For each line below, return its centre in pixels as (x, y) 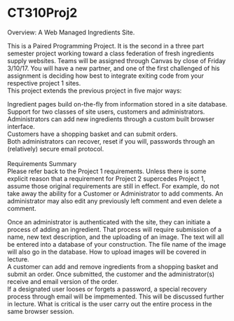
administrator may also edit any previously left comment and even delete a (115, 200)
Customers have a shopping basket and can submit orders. (92, 134)
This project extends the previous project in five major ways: (95, 90)
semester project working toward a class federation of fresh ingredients (111, 53)
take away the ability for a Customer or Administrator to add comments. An (115, 193)
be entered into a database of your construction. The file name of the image (117, 244)
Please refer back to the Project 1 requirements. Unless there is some (107, 171)
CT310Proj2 (42, 13)
